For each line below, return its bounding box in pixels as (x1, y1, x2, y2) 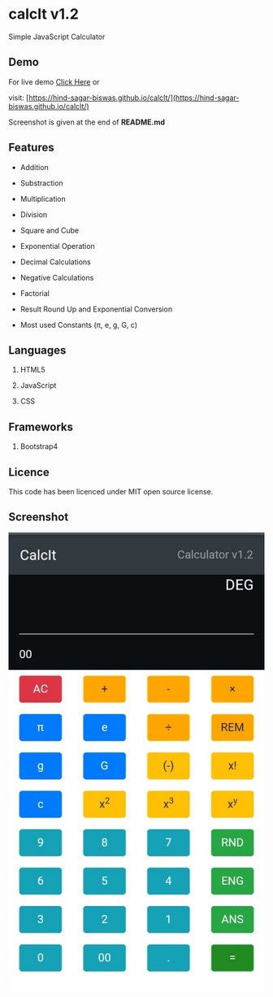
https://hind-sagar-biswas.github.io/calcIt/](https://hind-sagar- (28, 93, 240, 102)
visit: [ (8, 93, 29, 102)
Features (8, 141, 54, 155)
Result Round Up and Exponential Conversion (19, 304, 173, 314)
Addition (19, 162, 49, 172)
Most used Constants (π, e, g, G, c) (19, 320, 138, 329)
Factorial (19, 288, 50, 298)
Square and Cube (19, 225, 80, 235)
